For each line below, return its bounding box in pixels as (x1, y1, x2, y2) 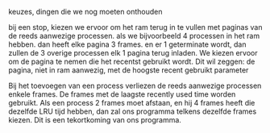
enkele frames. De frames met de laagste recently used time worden (8, 89, 236, 99)
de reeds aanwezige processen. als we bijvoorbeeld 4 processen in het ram (8, 31, 260, 40)
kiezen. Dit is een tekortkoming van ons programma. (8, 115, 181, 124)
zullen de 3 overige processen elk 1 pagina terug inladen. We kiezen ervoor (8, 48, 258, 57)
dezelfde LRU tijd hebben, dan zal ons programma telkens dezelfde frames (8, 106, 257, 116)
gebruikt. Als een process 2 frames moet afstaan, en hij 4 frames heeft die (8, 98, 255, 107)
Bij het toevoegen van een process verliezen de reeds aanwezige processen (8, 81, 262, 90)
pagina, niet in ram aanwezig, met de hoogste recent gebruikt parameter (8, 65, 249, 75)
